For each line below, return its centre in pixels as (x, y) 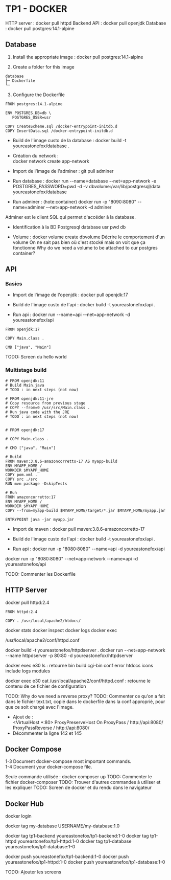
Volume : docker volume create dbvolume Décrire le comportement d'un (89, 237)
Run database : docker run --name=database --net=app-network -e (84, 181)
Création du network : (35, 155)
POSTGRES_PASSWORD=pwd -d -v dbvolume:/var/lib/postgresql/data (87, 186)
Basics (14, 284)
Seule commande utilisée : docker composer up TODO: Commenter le (79, 777)
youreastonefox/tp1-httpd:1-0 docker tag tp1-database (75, 841)
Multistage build (26, 370)
